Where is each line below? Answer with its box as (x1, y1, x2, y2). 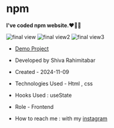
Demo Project (14, 44, 49, 52)
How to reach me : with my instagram (14, 115, 108, 122)
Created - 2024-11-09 (14, 68, 70, 75)
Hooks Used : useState (14, 91, 72, 99)
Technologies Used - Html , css (14, 80, 93, 87)
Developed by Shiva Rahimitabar (14, 56, 96, 64)
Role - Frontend (14, 103, 54, 110)
